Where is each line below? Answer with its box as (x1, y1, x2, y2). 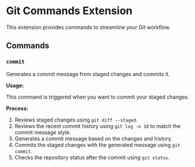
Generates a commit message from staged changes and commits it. (6, 70, 170, 77)
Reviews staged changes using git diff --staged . (14, 116, 138, 123)
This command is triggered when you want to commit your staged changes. (6, 93, 189, 100)
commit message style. (14, 129, 72, 136)
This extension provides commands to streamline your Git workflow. (6, 24, 171, 31)
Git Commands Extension (6, 4, 133, 18)
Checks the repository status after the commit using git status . (14, 153, 170, 161)
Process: (6, 104, 28, 112)
